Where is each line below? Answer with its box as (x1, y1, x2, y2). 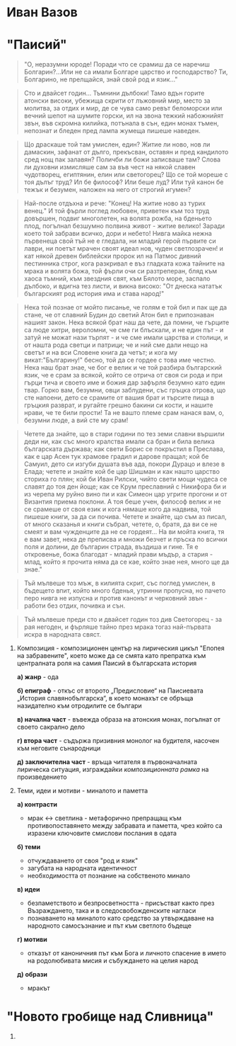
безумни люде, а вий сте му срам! (23, 416, 129, 425)
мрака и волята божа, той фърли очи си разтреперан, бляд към (23, 267, 218, 275)
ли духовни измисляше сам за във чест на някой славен (23, 163, 196, 171)
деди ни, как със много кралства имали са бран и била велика (23, 437, 215, 446)
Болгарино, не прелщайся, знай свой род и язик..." (23, 75, 178, 84)
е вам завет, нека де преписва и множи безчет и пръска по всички (23, 535, 228, 544)
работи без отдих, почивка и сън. (23, 601, 126, 610)
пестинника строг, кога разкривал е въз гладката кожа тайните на (23, 259, 225, 268)
